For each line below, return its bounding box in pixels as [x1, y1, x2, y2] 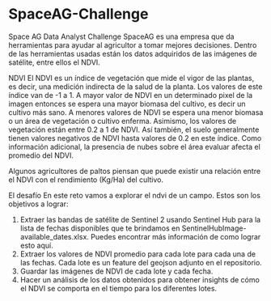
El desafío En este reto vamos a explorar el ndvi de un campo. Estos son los [8, 190, 261, 200]
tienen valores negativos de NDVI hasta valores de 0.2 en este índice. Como [8, 133, 262, 142]
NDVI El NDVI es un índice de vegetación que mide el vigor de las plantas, [8, 73, 255, 83]
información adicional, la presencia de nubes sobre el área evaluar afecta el [8, 142, 260, 151]
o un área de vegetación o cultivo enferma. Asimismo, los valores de [8, 116, 237, 125]
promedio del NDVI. [8, 150, 74, 160]
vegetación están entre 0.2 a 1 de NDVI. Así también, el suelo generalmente [8, 125, 260, 134]
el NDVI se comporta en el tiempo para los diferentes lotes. [19, 283, 217, 293]
